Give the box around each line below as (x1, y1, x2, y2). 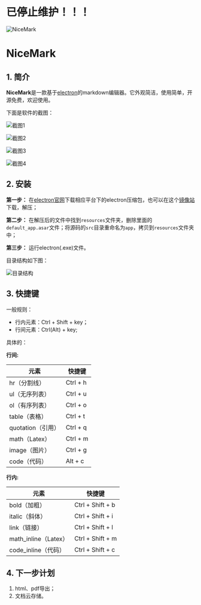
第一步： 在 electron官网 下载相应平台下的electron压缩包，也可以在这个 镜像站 (6, 196, 195, 203)
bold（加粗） (9, 501, 46, 509)
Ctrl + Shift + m (74, 534, 117, 542)
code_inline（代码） (9, 546, 66, 554)
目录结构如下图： (6, 257, 48, 264)
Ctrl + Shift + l (74, 523, 114, 531)
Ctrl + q (65, 423, 87, 431)
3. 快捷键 (6, 288, 39, 299)
